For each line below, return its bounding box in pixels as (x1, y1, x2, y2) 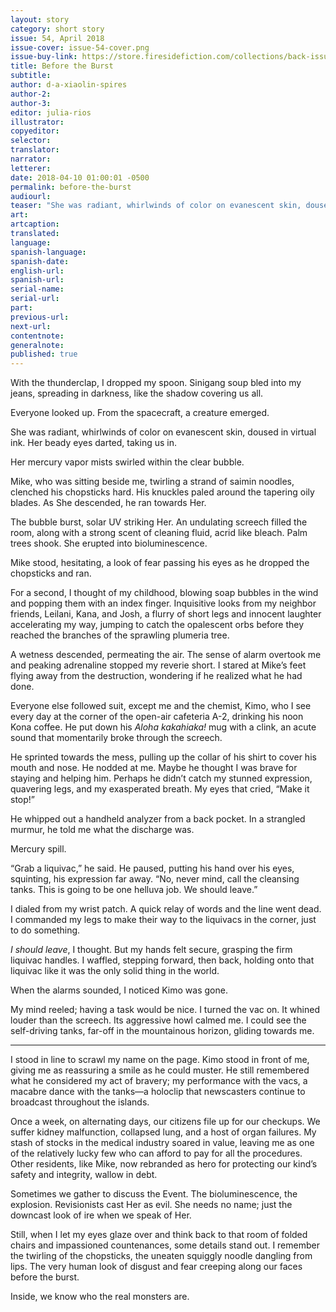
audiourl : (10, 191, 52, 201)
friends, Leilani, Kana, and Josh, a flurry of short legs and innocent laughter (10, 608, 322, 620)
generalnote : (10, 340, 65, 350)
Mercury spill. (10, 843, 67, 855)
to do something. (10, 924, 81, 936)
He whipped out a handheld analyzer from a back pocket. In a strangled (10, 813, 306, 825)
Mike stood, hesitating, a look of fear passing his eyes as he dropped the (10, 557, 310, 569)
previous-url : (10, 312, 70, 322)
